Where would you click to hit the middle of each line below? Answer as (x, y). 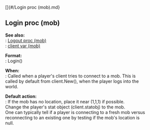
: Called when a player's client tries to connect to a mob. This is (70, 76)
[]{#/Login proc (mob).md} (32, 7)
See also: (15, 35)
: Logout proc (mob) (26, 40)
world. (12, 86)
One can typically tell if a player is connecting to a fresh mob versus (75, 112)
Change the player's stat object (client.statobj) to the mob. (65, 107)
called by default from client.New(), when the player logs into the (72, 81)
